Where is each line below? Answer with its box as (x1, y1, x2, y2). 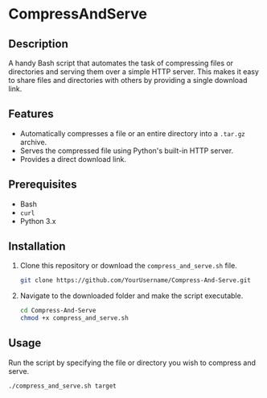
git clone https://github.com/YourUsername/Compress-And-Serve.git (19, 276, 251, 284)
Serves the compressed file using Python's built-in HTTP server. (19, 146, 234, 155)
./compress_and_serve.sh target (8, 382, 117, 390)
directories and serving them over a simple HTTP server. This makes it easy (8, 67, 260, 77)
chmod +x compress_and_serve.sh (19, 314, 129, 322)
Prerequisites (8, 178, 77, 192)
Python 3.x (19, 216, 56, 226)
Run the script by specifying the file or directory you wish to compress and (8, 358, 256, 367)
